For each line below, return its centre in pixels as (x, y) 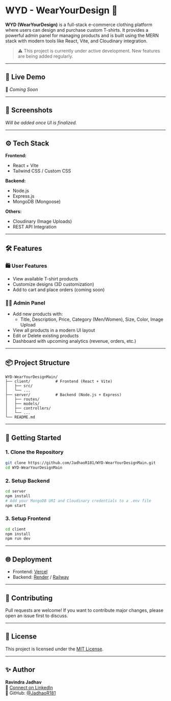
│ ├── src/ (19, 386)
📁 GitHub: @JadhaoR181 (31, 693)
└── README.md (20, 417)
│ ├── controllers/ (28, 408)
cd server (16, 491)
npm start (16, 505)
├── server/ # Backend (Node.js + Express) (64, 395)
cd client (16, 529)
